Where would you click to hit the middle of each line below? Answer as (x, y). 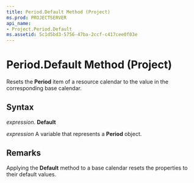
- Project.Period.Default (39, 29)
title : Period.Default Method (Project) (59, 12)
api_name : (19, 23)
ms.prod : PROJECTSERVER (37, 18)
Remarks (24, 153)
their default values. (31, 174)
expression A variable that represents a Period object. (74, 134)
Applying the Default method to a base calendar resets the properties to (97, 168)
